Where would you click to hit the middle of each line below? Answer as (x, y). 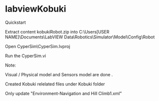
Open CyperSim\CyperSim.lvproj (38, 46)
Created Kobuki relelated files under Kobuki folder (55, 84)
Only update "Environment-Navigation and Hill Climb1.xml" (64, 93)
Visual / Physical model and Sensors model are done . (59, 74)
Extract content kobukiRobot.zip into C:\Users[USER (57, 32)
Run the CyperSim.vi (26, 56)
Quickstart (16, 22)
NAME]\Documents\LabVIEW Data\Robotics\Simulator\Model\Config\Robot (80, 37)
